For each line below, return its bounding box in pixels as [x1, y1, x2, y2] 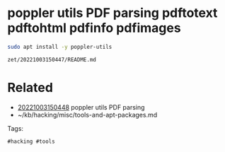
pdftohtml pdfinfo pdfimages [7, 20, 182, 36]
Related [7, 80, 53, 95]
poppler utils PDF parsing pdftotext [7, 5, 218, 21]
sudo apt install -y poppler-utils [7, 43, 112, 50]
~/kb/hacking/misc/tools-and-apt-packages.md [17, 110, 158, 119]
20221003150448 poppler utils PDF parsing [17, 103, 145, 111]
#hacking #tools [7, 138, 55, 145]
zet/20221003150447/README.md [7, 56, 97, 63]
